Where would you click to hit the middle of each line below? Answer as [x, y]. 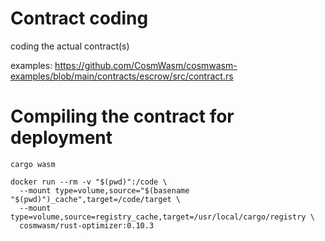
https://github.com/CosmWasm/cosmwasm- [146, 65]
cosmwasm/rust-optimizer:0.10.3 [87, 225]
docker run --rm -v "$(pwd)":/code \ [89, 182]
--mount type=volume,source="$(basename [104, 190]
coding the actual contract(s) [70, 46]
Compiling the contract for [122, 116]
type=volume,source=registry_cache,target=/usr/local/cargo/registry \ [162, 217]
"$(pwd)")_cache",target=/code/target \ [96, 199]
